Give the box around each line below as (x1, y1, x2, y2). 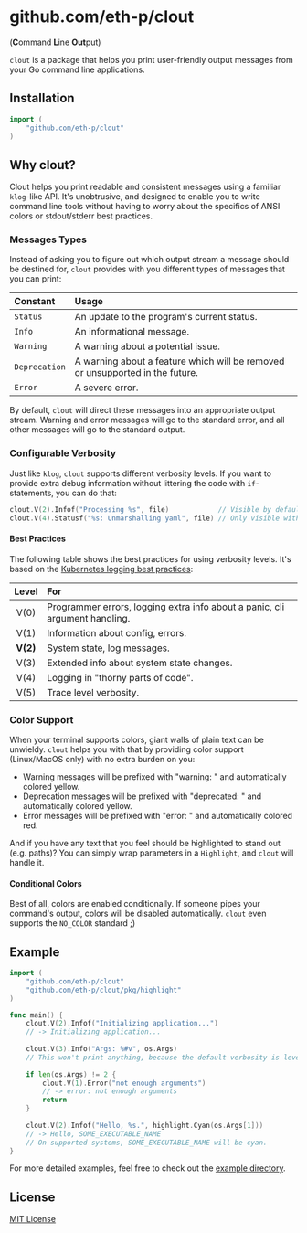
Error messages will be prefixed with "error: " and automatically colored (22, 811, 293, 822)
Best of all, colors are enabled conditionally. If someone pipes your (9, 898, 260, 909)
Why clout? (9, 157, 76, 173)
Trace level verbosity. (47, 686, 140, 698)
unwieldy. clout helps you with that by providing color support (9, 744, 244, 755)
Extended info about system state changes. (47, 656, 233, 669)
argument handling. (47, 611, 131, 624)
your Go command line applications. (9, 64, 145, 75)
